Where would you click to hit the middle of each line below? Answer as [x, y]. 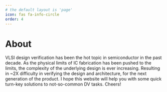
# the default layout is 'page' [39, 10]
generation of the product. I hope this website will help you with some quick [83, 79]
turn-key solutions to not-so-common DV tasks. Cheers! [63, 84]
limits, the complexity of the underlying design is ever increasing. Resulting [83, 68]
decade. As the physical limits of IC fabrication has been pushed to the [78, 63]
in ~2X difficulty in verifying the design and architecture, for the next [76, 73]
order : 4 [14, 19]
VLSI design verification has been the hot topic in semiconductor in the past [83, 57]
